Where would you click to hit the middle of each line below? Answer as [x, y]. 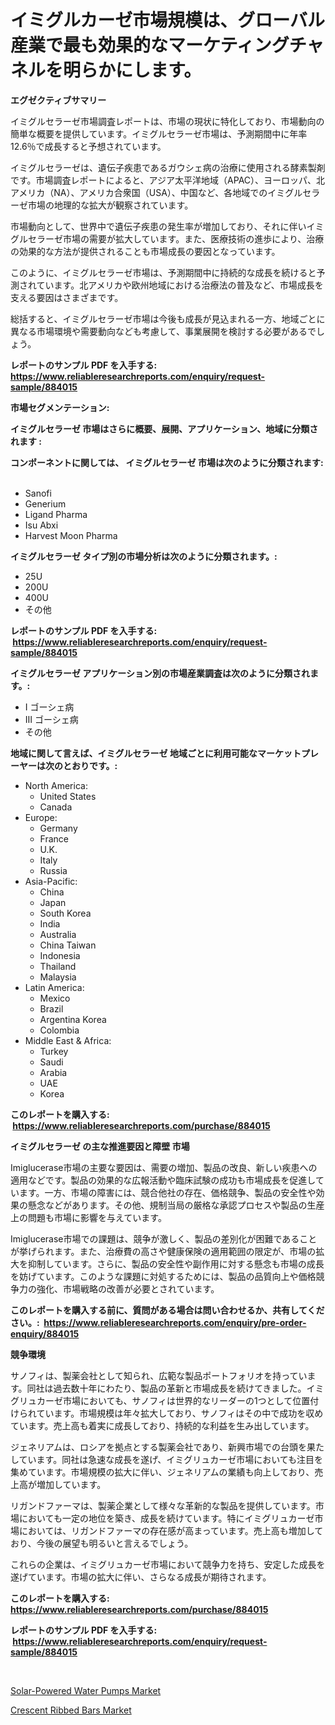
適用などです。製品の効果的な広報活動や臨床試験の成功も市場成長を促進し [163, 1180]
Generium [45, 503]
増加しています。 [71, 1484]
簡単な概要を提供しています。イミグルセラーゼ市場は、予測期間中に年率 [159, 133]
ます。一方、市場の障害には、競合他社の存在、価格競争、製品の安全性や [167, 1192]
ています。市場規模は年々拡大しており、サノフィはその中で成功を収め [180, 1413]
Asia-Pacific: [51, 881]
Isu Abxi [41, 525]
